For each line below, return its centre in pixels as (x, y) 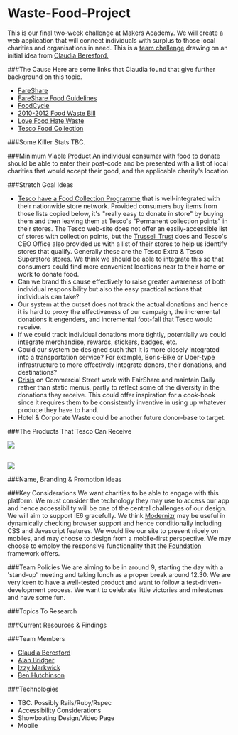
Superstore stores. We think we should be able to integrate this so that (120, 259)
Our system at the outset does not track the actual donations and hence (123, 304)
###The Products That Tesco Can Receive (70, 431)
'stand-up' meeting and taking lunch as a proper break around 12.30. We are (119, 574)
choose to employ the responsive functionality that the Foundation (104, 546)
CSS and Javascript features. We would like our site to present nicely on (113, 530)
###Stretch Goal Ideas (40, 184)
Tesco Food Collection (50, 128)
